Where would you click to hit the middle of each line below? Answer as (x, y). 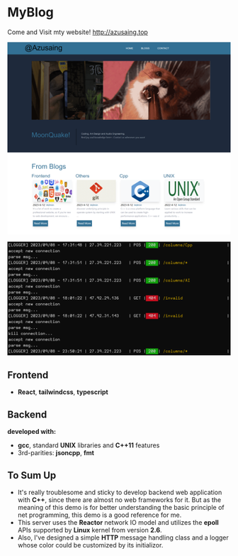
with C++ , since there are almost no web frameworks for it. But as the (119, 500)
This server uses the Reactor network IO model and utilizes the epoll (118, 522)
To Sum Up (32, 475)
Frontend (28, 375)
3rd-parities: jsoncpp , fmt (56, 453)
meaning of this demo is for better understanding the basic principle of (121, 507)
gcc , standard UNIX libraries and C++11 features (89, 445)
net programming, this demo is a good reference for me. (100, 515)
